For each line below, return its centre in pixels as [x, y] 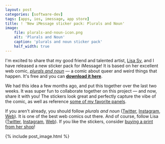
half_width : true [32, 46]
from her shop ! [20, 127]
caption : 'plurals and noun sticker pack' [58, 42]
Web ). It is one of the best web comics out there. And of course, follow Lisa [82, 116]
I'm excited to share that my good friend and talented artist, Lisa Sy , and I [80, 60]
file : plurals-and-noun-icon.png [48, 33]
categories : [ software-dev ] [34, 14]
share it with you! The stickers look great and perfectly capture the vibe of [81, 96]
